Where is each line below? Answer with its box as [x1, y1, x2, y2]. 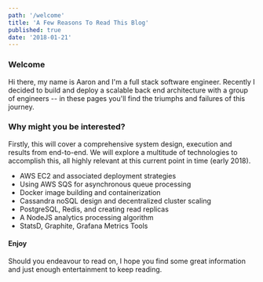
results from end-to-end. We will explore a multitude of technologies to [8, 147, 238, 157]
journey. [8, 102, 35, 111]
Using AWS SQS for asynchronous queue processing [19, 179, 192, 189]
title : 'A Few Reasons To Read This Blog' [8, 19, 149, 27]
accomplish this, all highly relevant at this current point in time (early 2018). [8, 156, 251, 165]
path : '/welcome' [8, 11, 65, 20]
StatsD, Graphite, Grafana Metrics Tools [19, 221, 148, 230]
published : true [8, 26, 61, 34]
